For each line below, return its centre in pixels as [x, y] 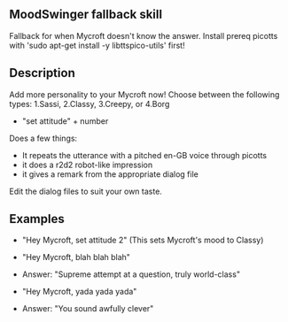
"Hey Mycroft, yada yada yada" [79, 292]
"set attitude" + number [65, 121]
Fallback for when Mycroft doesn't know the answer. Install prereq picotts [144, 35]
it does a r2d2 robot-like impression [87, 165]
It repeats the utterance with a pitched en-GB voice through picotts [144, 155]
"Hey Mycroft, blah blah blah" [76, 257]
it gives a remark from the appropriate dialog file [110, 174]
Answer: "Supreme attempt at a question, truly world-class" [131, 274]
